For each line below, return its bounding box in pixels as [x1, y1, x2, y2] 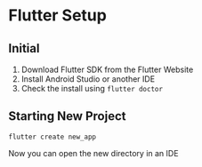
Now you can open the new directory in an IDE [8, 147, 179, 158]
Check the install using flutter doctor [20, 83, 164, 93]
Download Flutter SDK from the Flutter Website [20, 64, 194, 75]
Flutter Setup [8, 5, 108, 26]
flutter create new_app [8, 132, 97, 141]
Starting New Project [8, 108, 126, 124]
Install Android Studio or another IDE [20, 74, 156, 84]
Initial [8, 41, 40, 56]
